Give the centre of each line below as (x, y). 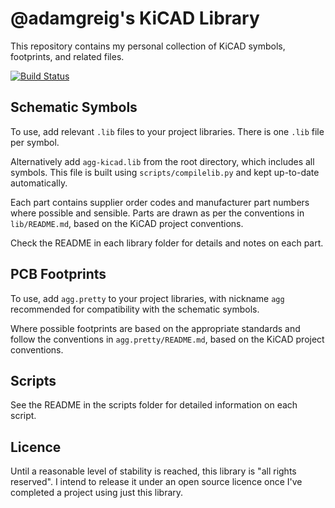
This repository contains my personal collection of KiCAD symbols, (148, 46)
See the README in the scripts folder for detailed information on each (154, 405)
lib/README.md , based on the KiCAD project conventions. (127, 223)
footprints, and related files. (67, 56)
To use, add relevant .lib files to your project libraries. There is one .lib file (167, 131)
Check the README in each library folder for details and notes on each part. (167, 243)
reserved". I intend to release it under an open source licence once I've (156, 482)
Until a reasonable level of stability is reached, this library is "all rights (153, 471)
